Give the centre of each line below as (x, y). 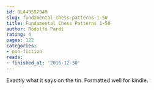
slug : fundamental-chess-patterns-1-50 (57, 18)
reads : (15, 57)
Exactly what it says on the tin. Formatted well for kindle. (77, 80)
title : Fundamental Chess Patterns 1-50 (59, 23)
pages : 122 (20, 40)
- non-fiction (24, 52)
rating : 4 (19, 35)
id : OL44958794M (27, 12)
